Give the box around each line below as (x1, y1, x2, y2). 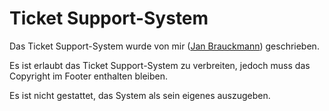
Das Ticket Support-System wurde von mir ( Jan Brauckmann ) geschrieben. (9, 40, 320, 52)
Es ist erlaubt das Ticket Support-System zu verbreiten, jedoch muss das (9, 59, 311, 71)
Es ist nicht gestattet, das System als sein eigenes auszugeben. (9, 89, 271, 101)
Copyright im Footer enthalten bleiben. (9, 70, 168, 82)
